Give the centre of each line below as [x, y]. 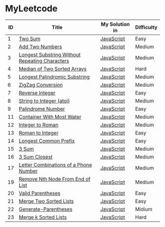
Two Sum [30, 38]
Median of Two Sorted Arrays [53, 68]
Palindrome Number [42, 109]
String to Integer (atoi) [44, 100]
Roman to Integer [39, 132]
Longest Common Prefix [47, 141]
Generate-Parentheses [46, 209]
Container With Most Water [50, 117]
